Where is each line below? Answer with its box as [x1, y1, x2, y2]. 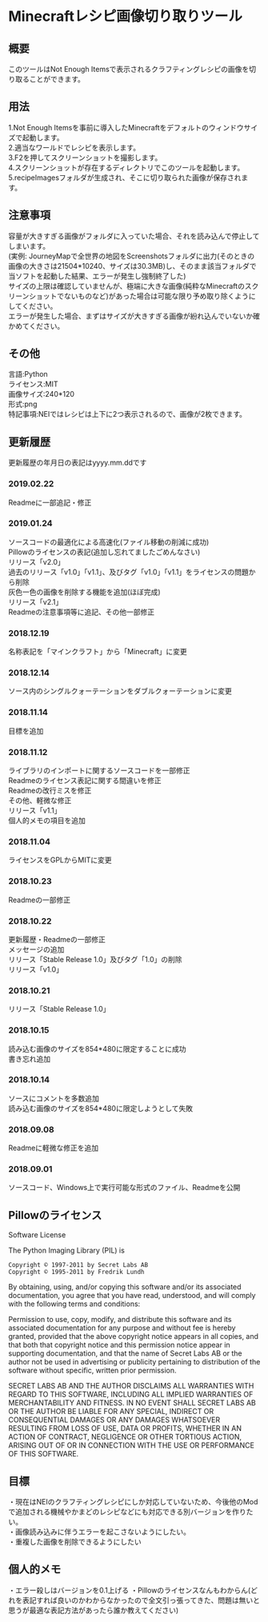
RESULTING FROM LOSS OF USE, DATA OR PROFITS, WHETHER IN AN [8, 1424, 242, 1433]
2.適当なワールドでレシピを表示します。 [8, 142, 141, 152]
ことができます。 [29, 74, 86, 84]
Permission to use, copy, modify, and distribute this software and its [8, 1315, 232, 1324]
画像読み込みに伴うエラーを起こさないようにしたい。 [14, 1527, 190, 1536]
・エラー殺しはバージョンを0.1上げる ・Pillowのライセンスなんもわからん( [8, 1585, 251, 1595]
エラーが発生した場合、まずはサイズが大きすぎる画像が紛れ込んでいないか [8, 311, 254, 321]
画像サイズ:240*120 [8, 390, 74, 399]
